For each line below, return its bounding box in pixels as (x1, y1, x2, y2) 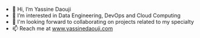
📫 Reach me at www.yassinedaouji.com (12, 25, 113, 32)
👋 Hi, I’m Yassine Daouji (12, 6, 72, 12)
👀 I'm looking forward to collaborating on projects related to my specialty (12, 18, 195, 25)
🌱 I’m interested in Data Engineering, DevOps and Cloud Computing (12, 12, 181, 19)
